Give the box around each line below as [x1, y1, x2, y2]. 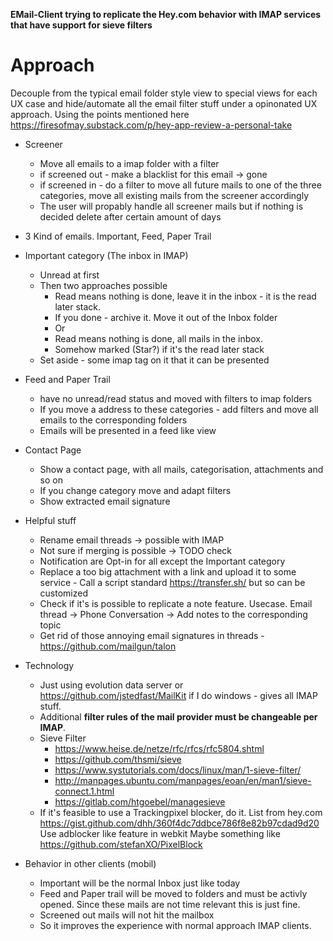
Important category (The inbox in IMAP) [24, 249, 189, 261]
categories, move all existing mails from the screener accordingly [39, 189, 310, 201]
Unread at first [39, 269, 100, 281]
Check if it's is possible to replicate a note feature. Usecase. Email [39, 597, 313, 609]
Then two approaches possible [39, 279, 168, 291]
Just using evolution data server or [39, 679, 184, 691]
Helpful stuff [24, 514, 77, 526]
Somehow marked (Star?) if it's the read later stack [54, 343, 265, 355]
